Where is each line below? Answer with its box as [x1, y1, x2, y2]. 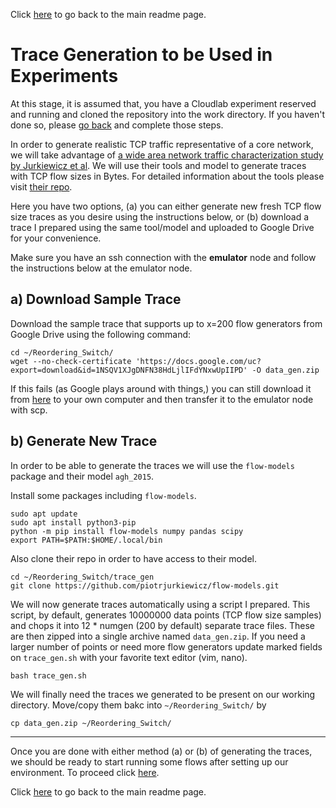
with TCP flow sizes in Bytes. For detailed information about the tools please [10, 170, 325, 182]
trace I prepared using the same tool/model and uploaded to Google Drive [10, 221, 315, 233]
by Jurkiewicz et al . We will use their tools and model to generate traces [10, 159, 307, 171]
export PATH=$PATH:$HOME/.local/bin [10, 535, 163, 545]
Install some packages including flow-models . [10, 489, 197, 501]
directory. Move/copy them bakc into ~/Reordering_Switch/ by [10, 699, 267, 711]
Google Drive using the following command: [10, 328, 192, 340]
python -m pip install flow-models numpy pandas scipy [10, 526, 244, 536]
